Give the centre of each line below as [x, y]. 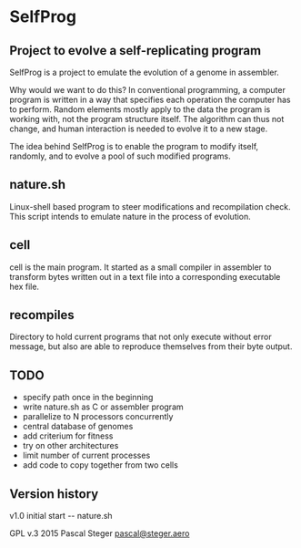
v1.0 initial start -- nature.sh [61, 516]
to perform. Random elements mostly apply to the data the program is [140, 109]
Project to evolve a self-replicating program [135, 51]
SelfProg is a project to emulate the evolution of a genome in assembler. [144, 72]
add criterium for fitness [68, 436]
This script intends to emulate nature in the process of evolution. [130, 216]
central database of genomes [78, 427]
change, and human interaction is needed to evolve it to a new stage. [139, 129]
